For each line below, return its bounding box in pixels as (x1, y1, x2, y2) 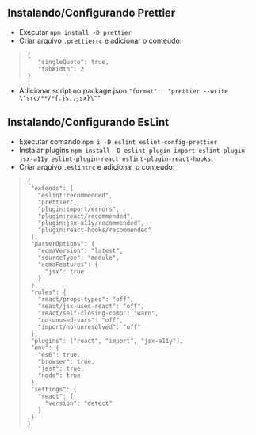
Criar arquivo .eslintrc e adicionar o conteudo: (18, 162, 175, 171)
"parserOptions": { (30, 239, 95, 248)
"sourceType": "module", (37, 254, 120, 261)
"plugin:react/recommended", (37, 212, 134, 220)
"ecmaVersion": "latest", (37, 246, 124, 254)
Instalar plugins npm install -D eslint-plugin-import (18, 145, 196, 155)
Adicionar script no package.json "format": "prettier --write (18, 86, 229, 95)
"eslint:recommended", (37, 191, 113, 199)
